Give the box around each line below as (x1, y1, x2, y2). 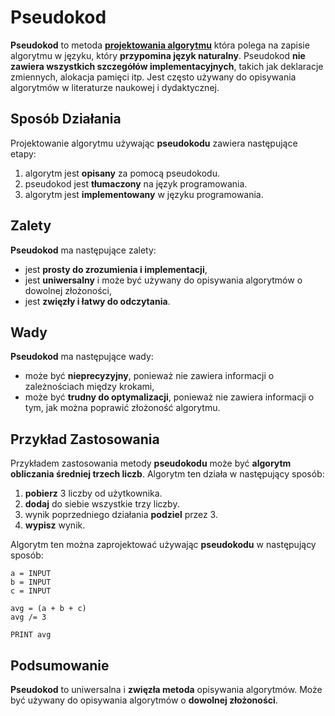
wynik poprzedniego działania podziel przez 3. (24, 509, 218, 521)
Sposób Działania (10, 111, 122, 128)
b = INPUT (10, 577, 52, 588)
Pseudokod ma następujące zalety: (10, 244, 157, 256)
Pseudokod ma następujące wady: (10, 351, 154, 363)
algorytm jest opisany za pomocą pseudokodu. (24, 167, 220, 179)
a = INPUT (10, 569, 52, 579)
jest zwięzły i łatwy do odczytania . (24, 295, 171, 307)
